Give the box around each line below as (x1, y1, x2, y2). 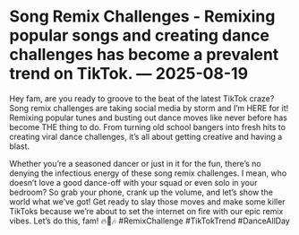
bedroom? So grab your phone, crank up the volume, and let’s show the (9, 187, 273, 197)
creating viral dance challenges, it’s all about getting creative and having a (9, 131, 283, 142)
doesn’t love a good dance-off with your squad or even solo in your (9, 177, 258, 187)
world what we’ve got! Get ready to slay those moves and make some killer (9, 196, 286, 207)
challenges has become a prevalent (9, 45, 279, 65)
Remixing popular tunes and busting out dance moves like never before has (9, 112, 288, 123)
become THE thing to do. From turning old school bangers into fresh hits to (9, 121, 286, 132)
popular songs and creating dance (9, 25, 270, 46)
